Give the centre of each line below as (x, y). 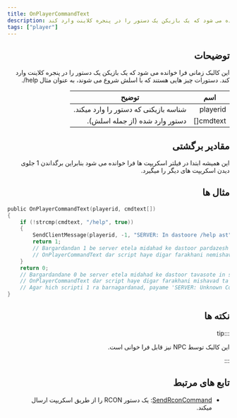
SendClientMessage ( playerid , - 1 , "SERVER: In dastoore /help (124, 235)
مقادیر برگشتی (201, 146)
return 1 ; (47, 242)
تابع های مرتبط (201, 383)
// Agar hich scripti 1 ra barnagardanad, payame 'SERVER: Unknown (121, 288)
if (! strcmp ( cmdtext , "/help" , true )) (77, 222)
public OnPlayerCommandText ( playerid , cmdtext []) (82, 209)
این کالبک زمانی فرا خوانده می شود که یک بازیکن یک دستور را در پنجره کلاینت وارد (122, 73)
